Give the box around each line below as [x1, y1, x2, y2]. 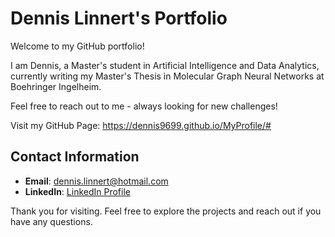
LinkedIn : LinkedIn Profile [24, 185, 131, 197]
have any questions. [10, 215, 93, 227]
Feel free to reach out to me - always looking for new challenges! [10, 100, 278, 112]
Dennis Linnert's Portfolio [10, 7, 228, 30]
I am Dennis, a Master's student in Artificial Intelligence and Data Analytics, [10, 59, 320, 71]
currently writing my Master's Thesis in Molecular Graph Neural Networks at [10, 70, 325, 82]
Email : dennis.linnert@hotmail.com [24, 175, 169, 187]
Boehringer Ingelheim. [10, 80, 102, 92]
